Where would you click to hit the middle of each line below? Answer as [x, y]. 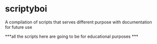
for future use [19, 27]
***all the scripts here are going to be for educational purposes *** [72, 36]
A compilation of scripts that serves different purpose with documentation [78, 22]
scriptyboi [26, 9]
